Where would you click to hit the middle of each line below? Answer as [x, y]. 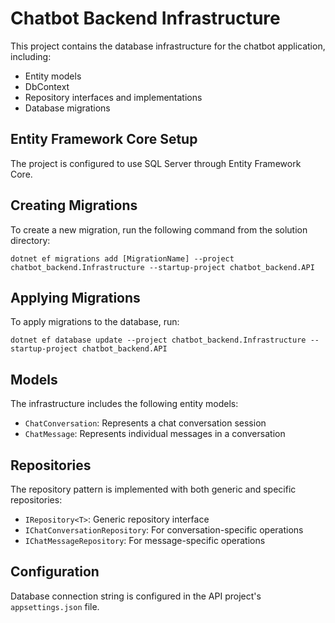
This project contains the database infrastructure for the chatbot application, [168, 46]
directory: [30, 240]
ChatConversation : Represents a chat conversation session [145, 423]
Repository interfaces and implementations [113, 97]
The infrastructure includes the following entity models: [124, 404]
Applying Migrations [75, 297]
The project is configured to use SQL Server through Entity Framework [156, 163]
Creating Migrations [74, 205]
